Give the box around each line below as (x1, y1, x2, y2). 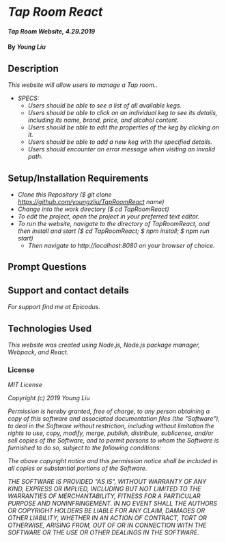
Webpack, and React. (8, 348, 69, 356)
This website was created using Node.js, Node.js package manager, (8, 341, 201, 349)
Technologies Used (8, 323, 91, 334)
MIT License (8, 381, 43, 389)
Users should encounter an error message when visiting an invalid (27, 145, 216, 153)
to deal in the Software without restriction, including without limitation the (8, 422, 214, 430)
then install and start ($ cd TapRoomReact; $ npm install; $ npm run (17, 227, 210, 235)
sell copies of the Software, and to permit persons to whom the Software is (8, 436, 219, 445)
